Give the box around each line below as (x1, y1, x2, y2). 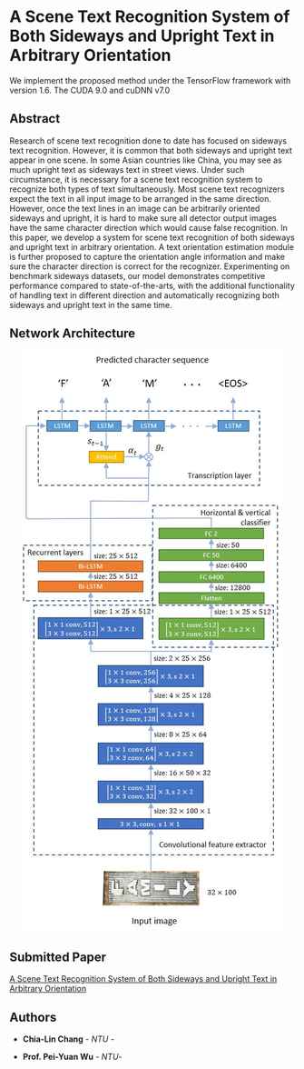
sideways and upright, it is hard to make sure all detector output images (9, 212, 278, 224)
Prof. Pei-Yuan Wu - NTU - (22, 1052, 123, 1063)
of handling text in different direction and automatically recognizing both (9, 289, 279, 301)
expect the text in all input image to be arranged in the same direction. (9, 193, 272, 204)
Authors (9, 1009, 57, 1024)
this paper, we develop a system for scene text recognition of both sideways (9, 232, 295, 243)
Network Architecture (9, 325, 136, 342)
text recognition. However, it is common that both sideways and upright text (9, 145, 293, 155)
